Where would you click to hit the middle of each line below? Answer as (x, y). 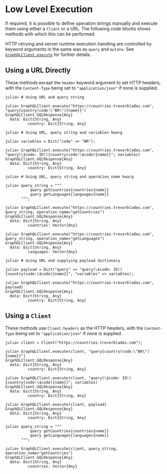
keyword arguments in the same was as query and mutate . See (70, 49)
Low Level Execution (49, 9)
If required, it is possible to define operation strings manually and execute (81, 23)
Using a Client (28, 316)
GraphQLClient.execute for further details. (48, 55)
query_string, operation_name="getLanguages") (55, 238)
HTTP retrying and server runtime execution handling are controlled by (78, 43)
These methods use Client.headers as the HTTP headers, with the (74, 328)
